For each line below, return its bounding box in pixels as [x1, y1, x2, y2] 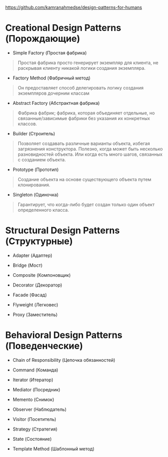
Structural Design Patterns [5, 225, 120, 236]
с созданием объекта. [17, 156, 66, 162]
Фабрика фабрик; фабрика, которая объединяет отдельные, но [17, 109, 155, 116]
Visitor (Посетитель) [12, 416, 57, 422]
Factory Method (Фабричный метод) [12, 75, 91, 81]
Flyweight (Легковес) [12, 301, 58, 307]
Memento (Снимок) [12, 396, 54, 403]
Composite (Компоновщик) [12, 272, 71, 278]
